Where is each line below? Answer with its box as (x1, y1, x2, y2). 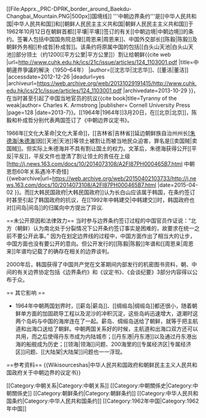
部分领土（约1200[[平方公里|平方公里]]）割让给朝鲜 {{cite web (15, 51, 172, 58)
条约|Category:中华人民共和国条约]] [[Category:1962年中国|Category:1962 (11, 397, 199, 404)
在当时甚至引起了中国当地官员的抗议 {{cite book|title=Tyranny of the (6, 95, 177, 102)
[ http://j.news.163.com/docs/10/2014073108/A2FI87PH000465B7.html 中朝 (6, 160, 195, 168)
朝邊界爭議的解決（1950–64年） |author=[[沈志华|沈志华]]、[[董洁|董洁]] (6, 66, 189, 73)
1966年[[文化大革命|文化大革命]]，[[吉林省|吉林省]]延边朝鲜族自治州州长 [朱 (6, 130, 196, 137)
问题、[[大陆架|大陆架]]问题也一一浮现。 (25, 348, 126, 355)
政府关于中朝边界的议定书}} (11, 369, 81, 376)
